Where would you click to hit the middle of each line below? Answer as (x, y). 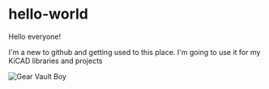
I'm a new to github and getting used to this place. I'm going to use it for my (134, 52)
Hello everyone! (35, 36)
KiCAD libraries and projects (56, 61)
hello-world (49, 14)
